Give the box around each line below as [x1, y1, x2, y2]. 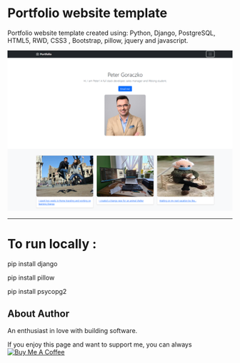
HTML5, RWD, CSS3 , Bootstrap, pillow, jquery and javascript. [7, 36, 189, 44]
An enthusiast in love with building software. [7, 327, 138, 335]
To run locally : [7, 235, 97, 252]
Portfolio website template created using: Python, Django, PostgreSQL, [7, 29, 216, 37]
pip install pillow [7, 273, 55, 282]
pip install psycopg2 [7, 287, 67, 295]
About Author [7, 308, 70, 320]
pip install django [7, 259, 58, 268]
